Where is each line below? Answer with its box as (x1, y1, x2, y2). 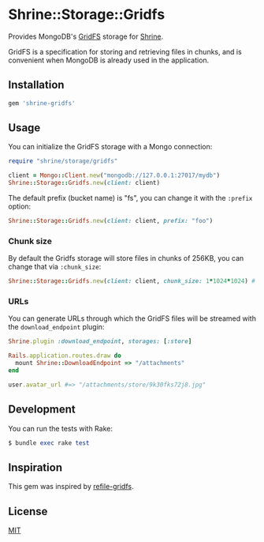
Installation (8, 78, 65, 92)
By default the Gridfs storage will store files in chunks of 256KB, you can (8, 254, 244, 263)
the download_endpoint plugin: (8, 322, 105, 332)
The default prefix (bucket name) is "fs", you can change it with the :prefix (8, 194, 253, 203)
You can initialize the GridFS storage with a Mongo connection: (8, 142, 213, 152)
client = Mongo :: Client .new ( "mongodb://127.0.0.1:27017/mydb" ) (8, 171, 221, 179)
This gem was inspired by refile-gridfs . (8, 482, 134, 491)
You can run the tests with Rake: (8, 423, 113, 433)
